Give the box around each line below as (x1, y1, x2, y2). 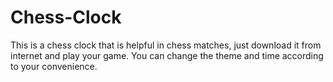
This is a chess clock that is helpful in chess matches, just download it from (10, 39, 322, 51)
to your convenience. (10, 60, 98, 72)
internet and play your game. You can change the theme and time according (10, 49, 324, 61)
